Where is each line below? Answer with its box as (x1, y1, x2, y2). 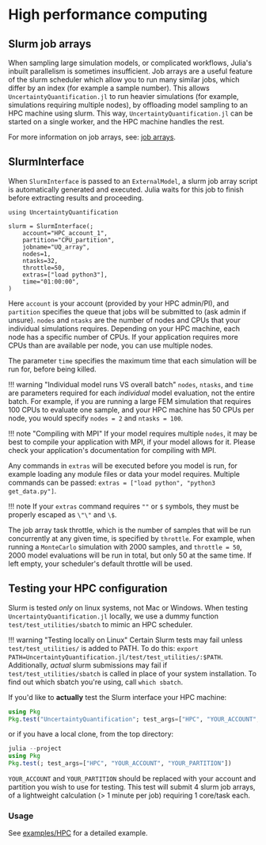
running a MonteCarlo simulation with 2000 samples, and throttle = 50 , (8, 542, 243, 551)
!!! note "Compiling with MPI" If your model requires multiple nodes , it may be (8, 428, 257, 438)
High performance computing (8, 6, 208, 24)
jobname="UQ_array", (22, 243, 90, 251)
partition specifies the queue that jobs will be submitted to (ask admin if (8, 306, 247, 316)
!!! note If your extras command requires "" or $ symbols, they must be (8, 501, 239, 511)
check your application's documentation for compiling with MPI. (8, 445, 217, 455)
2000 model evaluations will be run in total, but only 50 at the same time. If (8, 550, 252, 560)
